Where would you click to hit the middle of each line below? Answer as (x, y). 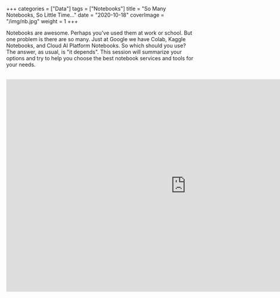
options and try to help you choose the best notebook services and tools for (100, 58)
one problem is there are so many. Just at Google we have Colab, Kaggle (96, 39)
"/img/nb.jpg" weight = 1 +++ (42, 21)
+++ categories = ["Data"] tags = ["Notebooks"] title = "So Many (86, 9)
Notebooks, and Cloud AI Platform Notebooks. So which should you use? (96, 45)
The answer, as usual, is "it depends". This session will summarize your (94, 52)
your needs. (21, 64)
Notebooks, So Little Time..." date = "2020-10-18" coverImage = (85, 15)
